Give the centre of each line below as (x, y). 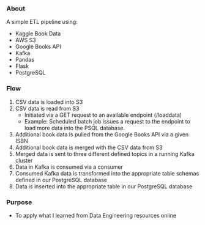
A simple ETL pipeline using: (42, 22)
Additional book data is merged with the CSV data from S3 (89, 147)
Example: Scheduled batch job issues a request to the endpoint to (107, 121)
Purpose (19, 202)
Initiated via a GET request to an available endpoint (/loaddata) (103, 115)
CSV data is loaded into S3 (49, 101)
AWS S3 (26, 40)
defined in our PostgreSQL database (61, 180)
